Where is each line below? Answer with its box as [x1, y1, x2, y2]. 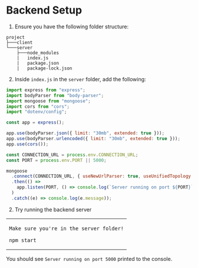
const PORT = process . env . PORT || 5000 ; [6, 157, 107, 163]
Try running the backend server [14, 206, 92, 213]
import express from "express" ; [6, 87, 85, 93]
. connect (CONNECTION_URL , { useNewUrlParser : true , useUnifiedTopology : [11, 173, 194, 180]
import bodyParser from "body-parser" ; [6, 92, 104, 98]
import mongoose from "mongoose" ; [6, 98, 91, 104]
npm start [9, 237, 37, 243]
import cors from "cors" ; [6, 104, 70, 110]
